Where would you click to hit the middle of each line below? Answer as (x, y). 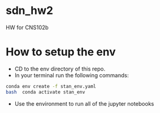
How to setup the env (61, 52)
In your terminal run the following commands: (71, 75)
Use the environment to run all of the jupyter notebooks (84, 103)
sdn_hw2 (29, 11)
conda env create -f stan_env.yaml (51, 86)
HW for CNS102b (27, 27)
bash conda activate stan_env (45, 92)
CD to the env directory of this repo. (60, 69)
